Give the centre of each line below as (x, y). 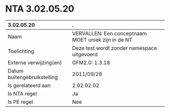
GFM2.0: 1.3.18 (91, 62)
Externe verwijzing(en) (35, 62)
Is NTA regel (22, 93)
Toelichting (21, 51)
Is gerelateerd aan (29, 85)
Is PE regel (20, 102)
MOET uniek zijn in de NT (102, 40)
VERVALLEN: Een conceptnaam (110, 33)
